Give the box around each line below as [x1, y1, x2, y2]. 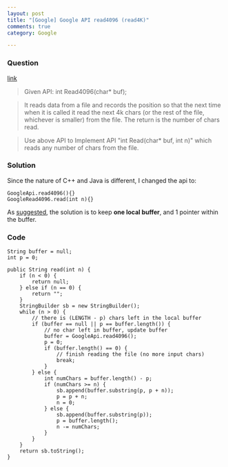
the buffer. [7, 215, 37, 223]
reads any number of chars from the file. [23, 143, 139, 152]
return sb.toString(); [19, 448, 85, 455]
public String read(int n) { [7, 267, 91, 274]
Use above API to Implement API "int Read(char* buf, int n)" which [23, 136, 212, 144]
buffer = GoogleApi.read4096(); [43, 333, 137, 340]
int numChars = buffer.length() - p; [43, 375, 153, 382]
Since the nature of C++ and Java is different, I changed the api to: [7, 176, 197, 184]
